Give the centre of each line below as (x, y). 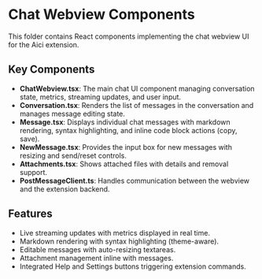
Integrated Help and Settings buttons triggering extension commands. (133, 266)
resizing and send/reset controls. (73, 155)
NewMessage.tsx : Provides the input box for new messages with (125, 147)
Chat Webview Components (101, 15)
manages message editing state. (72, 113)
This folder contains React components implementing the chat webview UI (129, 36)
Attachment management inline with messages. (96, 258)
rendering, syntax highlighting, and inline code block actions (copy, (128, 130)
